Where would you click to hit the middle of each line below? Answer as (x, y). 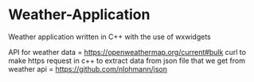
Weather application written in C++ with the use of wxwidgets (109, 37)
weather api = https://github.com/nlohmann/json (88, 68)
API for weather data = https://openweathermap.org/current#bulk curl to (127, 52)
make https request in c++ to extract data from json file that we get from (127, 61)
